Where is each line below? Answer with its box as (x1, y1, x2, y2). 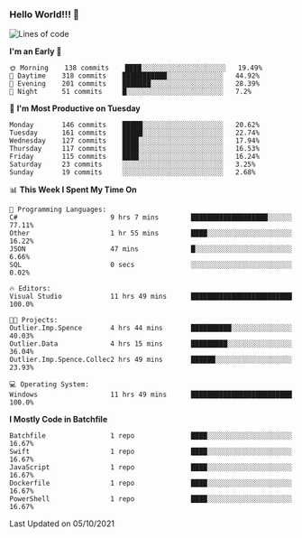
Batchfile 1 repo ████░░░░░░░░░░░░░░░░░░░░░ (9, 431, 293, 441)
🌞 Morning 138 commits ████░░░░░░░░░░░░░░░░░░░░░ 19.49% (9, 63, 263, 73)
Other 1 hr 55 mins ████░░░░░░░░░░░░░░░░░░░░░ (9, 229, 293, 238)
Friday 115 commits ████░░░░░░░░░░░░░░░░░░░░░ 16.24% (9, 153, 260, 162)
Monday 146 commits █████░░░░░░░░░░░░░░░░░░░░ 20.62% (9, 121, 260, 130)
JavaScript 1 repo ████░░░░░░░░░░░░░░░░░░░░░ (9, 463, 293, 472)
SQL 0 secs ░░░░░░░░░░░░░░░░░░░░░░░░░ (9, 261, 293, 270)
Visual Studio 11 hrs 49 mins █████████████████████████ (9, 292, 293, 301)
